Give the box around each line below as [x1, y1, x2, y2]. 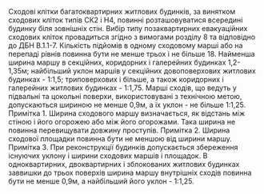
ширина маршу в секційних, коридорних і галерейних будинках [8, 57, 226, 67]
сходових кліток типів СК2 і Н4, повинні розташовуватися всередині [8, 15, 243, 25]
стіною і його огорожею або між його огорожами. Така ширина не [8, 117, 236, 126]
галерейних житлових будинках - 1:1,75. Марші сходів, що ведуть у [8, 83, 238, 93]
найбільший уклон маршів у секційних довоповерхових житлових [30, 66, 256, 75]
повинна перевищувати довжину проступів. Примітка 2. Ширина [8, 125, 230, 135]
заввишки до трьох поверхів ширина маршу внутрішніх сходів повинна [8, 168, 252, 177]
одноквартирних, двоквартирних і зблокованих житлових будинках [8, 160, 240, 168]
